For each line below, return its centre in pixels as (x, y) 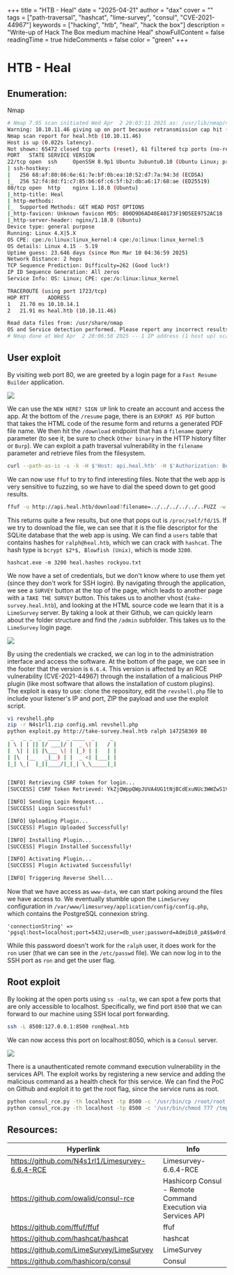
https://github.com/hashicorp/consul (71, 1261)
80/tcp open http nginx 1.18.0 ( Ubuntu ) (73, 188)
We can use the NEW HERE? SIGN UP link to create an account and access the (116, 409)
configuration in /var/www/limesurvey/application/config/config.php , (108, 906)
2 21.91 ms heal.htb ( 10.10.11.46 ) (62, 311)
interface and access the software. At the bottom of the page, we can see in (116, 661)
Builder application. (36, 382)
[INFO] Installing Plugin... (49, 840)
